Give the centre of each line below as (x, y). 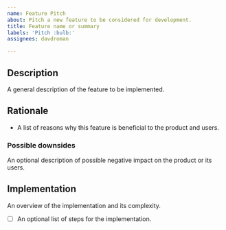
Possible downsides (41, 145)
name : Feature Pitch (37, 13)
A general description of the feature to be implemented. (86, 89)
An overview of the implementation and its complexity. (84, 205)
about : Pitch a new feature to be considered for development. (100, 20)
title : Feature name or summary (53, 26)
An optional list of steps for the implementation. (84, 219)
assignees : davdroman (38, 39)
